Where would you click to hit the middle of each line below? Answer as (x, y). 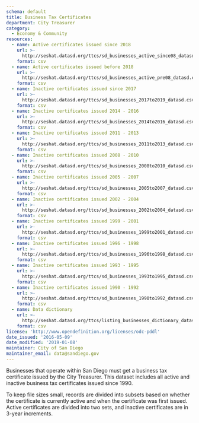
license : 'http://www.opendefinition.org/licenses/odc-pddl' (83, 332)
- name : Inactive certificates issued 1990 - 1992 (75, 287)
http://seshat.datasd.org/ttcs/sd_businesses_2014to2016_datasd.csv (108, 122)
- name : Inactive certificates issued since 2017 (74, 89)
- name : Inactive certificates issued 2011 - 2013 (75, 133)
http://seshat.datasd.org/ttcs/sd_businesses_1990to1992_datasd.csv (108, 298)
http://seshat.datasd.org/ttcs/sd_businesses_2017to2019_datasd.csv (108, 100)
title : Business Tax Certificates (49, 17)
